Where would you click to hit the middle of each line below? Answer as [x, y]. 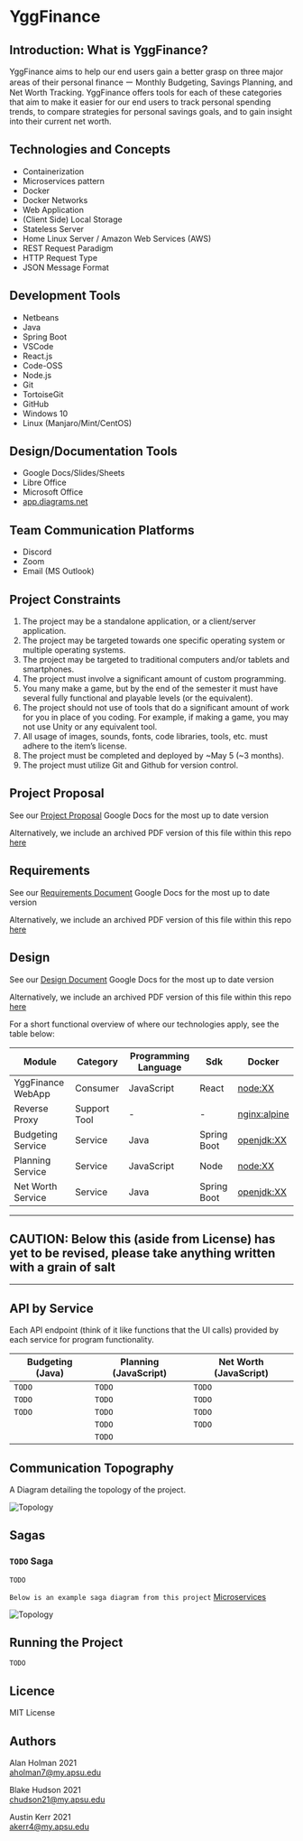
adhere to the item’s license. [75, 746]
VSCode [38, 346]
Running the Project [66, 1643]
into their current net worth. [60, 121]
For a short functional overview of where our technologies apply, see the [144, 1024]
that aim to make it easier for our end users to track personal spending [140, 102]
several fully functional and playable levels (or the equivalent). [138, 698]
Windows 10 [45, 414]
